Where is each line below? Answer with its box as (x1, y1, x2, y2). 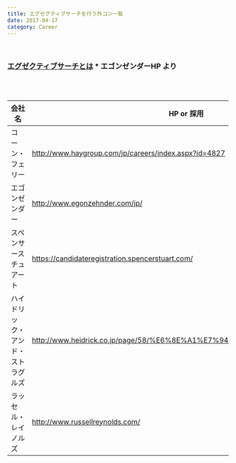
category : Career (7, 23, 58, 30)
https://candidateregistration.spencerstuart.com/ (32, 254, 193, 263)
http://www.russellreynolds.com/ (32, 417, 140, 426)
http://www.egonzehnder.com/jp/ (32, 198, 143, 208)
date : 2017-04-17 (7, 17, 58, 24)
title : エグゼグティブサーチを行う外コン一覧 (7, 10, 124, 18)
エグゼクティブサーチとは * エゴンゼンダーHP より (7, 61, 177, 71)
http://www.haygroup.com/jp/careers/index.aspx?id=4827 (32, 148, 226, 158)
